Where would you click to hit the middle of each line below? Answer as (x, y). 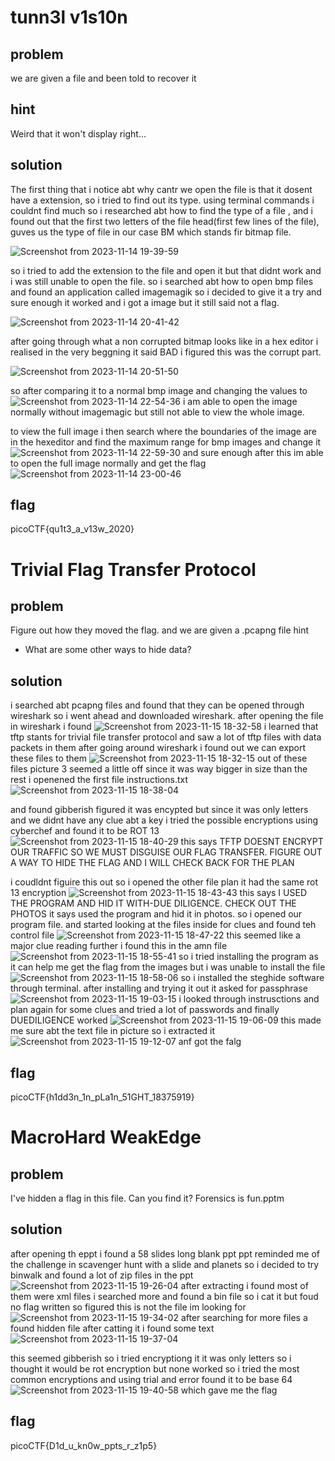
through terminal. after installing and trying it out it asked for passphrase (159, 988)
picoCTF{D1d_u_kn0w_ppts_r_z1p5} (84, 1445)
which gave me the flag (229, 1390)
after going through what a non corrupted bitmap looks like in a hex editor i (164, 341)
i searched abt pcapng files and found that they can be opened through (157, 705)
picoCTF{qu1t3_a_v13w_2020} (72, 529)
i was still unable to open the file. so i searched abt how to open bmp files (162, 281)
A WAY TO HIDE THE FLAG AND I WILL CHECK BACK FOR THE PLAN (152, 863)
